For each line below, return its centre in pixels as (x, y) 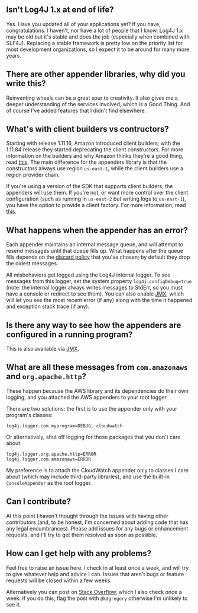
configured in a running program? (69, 334)
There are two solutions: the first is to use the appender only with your (92, 408)
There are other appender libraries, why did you (96, 74)
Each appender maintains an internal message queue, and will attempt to (95, 244)
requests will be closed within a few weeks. (59, 580)
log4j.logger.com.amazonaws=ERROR (49, 459)
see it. (14, 604)
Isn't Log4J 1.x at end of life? (60, 10)
